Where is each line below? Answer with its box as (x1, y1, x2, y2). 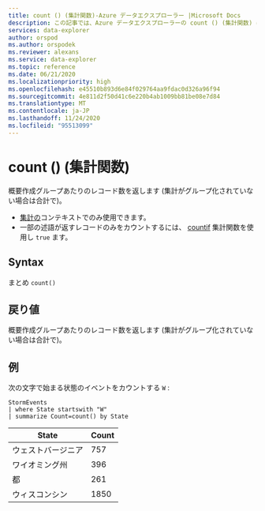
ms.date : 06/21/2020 (8, 70, 77, 78)
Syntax (8, 256, 44, 269)
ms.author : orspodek (8, 41, 77, 49)
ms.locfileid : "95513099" (8, 122, 93, 130)
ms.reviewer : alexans (8, 48, 80, 56)
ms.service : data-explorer (8, 56, 97, 64)
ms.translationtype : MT (8, 100, 87, 107)
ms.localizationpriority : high (8, 77, 111, 85)
